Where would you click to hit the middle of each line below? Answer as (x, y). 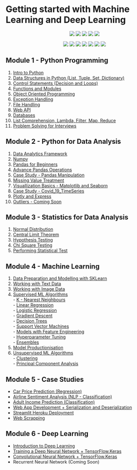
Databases (24, 115)
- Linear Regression (33, 305)
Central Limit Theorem (36, 234)
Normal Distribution (33, 229)
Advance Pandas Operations (42, 169)
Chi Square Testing (32, 245)
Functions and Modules (37, 88)
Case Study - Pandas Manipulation (48, 175)
